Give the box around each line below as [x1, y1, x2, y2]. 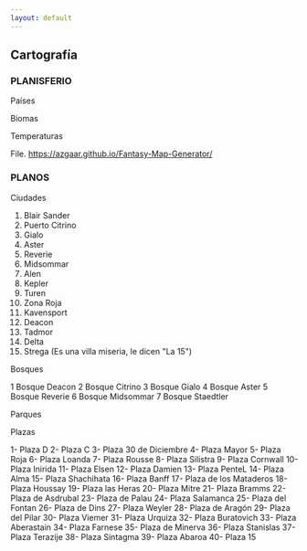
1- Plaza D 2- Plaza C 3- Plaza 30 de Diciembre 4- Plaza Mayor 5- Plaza [10, 444, 281, 455]
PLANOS [10, 171, 49, 184]
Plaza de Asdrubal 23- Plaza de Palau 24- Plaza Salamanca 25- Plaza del [10, 493, 287, 503]
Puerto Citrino [23, 219, 77, 230]
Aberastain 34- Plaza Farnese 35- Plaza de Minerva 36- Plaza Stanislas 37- [10, 522, 296, 533]
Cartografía [10, 48, 79, 63]
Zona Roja [23, 297, 62, 308]
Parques [10, 408, 42, 419]
